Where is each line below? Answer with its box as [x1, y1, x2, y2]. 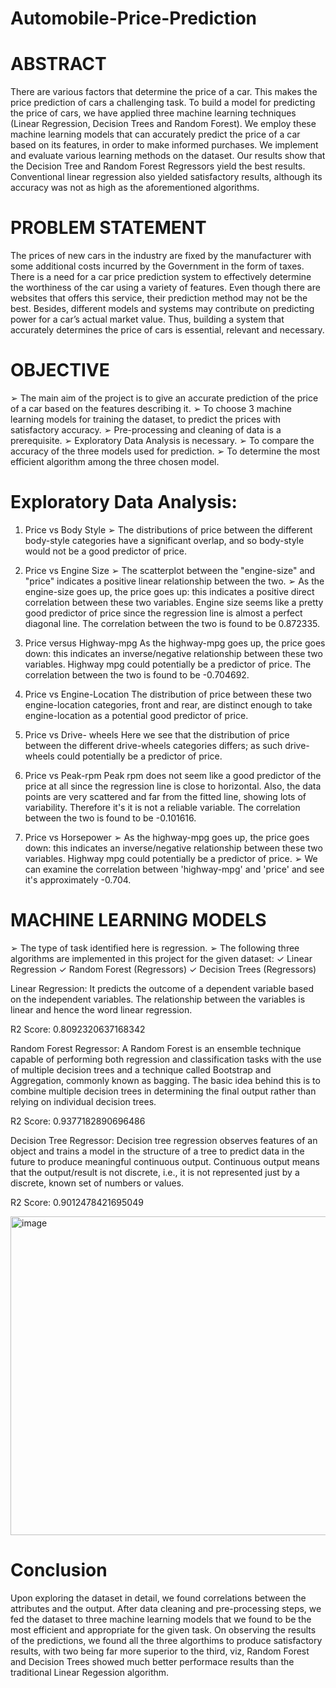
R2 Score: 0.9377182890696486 [10, 1115, 146, 1127]
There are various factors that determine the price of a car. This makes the [10, 86, 318, 98]
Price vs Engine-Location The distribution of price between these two [24, 688, 312, 700]
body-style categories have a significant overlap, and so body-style [24, 534, 305, 546]
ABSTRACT [10, 53, 107, 76]
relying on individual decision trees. [10, 1095, 157, 1107]
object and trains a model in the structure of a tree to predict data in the [10, 1145, 305, 1157]
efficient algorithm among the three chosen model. [10, 456, 220, 467]
